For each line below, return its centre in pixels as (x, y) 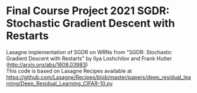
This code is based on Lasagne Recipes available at (69, 71)
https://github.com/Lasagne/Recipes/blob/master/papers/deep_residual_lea (98, 77)
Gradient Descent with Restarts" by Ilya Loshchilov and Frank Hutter (89, 58)
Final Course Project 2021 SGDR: (88, 11)
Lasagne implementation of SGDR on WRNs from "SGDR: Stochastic (89, 52)
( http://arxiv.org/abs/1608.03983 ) (47, 64)
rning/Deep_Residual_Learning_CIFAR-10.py (59, 83)
